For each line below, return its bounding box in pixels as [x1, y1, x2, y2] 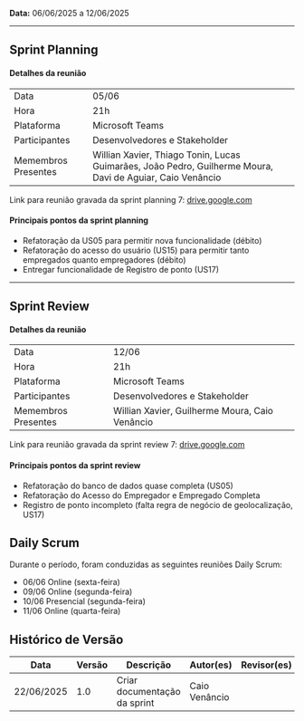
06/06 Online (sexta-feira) [22, 577, 120, 588]
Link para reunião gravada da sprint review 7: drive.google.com [9, 439, 245, 450]
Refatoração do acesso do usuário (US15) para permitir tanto [22, 245, 250, 255]
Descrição [126, 659, 172, 671]
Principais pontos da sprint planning [9, 215, 149, 226]
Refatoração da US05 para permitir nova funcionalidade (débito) [22, 235, 262, 245]
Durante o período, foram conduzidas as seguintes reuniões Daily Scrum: [9, 559, 283, 570]
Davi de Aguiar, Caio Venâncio [91, 171, 222, 184]
